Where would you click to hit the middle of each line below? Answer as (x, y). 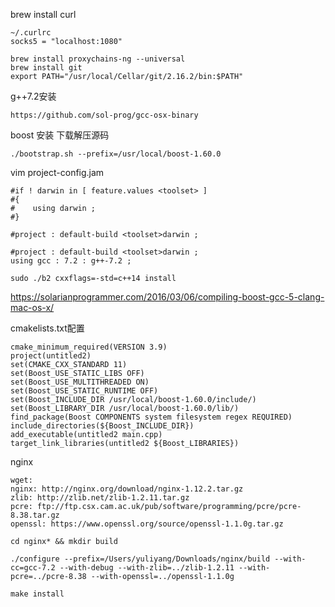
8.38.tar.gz (35, 515)
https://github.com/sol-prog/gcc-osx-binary (104, 115)
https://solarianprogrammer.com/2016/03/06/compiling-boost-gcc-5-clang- (167, 297)
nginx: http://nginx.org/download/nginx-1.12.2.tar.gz (127, 489)
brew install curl (43, 14)
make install (37, 594)
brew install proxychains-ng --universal (98, 59)
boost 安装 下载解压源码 (60, 135)
